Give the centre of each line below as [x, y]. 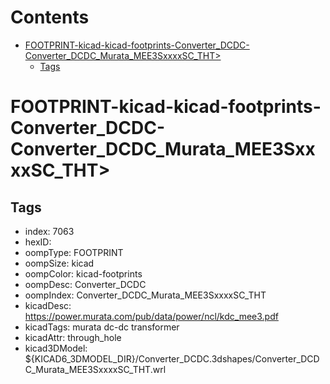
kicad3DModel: [56, 348]
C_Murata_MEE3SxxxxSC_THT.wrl [95, 369]
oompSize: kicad [59, 263]
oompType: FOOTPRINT [74, 252]
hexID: [38, 242]
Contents [50, 17]
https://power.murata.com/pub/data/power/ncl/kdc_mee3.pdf [151, 316]
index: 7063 [49, 231]
